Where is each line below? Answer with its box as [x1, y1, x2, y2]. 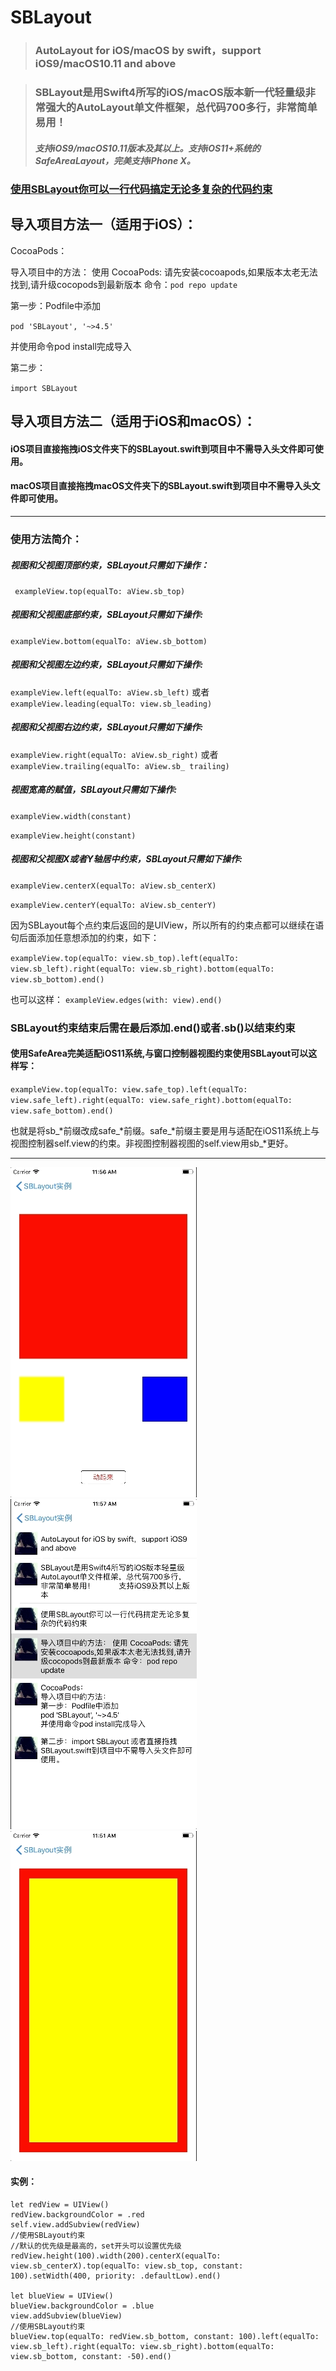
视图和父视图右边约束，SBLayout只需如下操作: [10, 721, 204, 733]
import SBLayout [10, 383, 78, 393]
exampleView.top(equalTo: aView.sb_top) [14, 586, 186, 596]
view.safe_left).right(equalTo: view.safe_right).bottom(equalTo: [10, 1095, 293, 1105]
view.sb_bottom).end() [10, 974, 105, 985]
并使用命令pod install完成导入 [10, 340, 132, 352]
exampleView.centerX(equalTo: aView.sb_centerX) [10, 881, 217, 891]
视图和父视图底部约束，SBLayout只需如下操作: [10, 609, 204, 621]
